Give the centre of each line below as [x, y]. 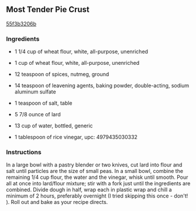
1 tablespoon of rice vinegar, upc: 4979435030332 [76, 137]
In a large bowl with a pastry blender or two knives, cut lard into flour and [94, 165]
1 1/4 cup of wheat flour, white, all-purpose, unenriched [81, 51]
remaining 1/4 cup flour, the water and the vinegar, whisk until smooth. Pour [97, 177]
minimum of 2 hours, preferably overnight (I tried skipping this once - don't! [97, 196]
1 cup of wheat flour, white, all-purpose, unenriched [77, 63]
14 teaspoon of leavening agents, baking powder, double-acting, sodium [102, 86]
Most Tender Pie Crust [48, 10]
